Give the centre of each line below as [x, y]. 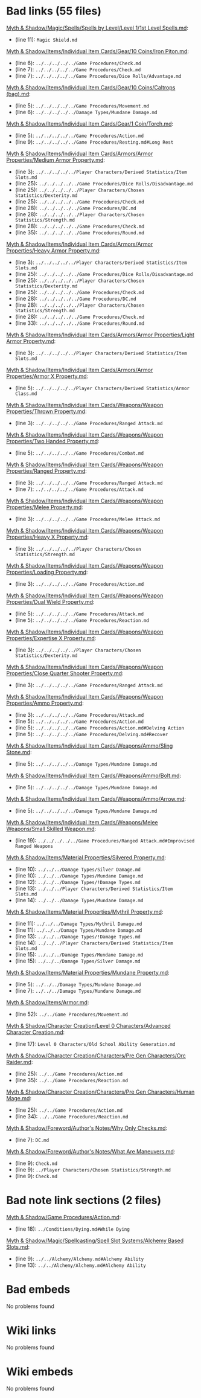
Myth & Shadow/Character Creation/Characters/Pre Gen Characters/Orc [96, 1056]
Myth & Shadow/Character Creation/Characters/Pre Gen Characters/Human [101, 1092]
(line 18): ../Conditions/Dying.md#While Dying [72, 1229]
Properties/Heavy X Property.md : [48, 537]
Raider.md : [20, 1062]
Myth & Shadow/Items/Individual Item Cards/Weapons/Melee [82, 822]
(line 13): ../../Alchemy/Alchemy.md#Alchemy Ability [80, 1265]
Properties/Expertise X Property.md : [51, 638]
